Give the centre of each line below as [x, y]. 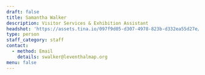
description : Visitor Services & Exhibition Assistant [77, 23]
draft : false [23, 12]
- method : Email [32, 51]
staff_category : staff [35, 40]
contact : [17, 46]
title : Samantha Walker [37, 18]
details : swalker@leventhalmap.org [63, 57]
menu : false [21, 62]
